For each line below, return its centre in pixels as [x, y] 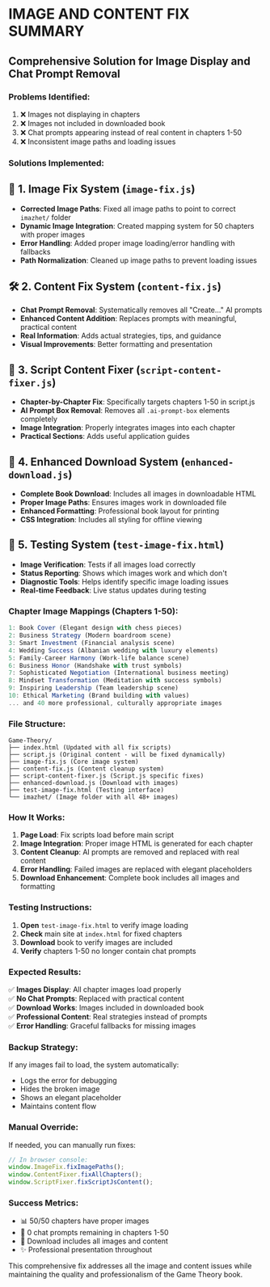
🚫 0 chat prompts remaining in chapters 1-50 [94, 1233]
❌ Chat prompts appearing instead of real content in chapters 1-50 [131, 132]
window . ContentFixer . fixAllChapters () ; [76, 1175]
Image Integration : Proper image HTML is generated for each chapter [136, 844]
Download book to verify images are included [96, 942]
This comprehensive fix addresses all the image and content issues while [130, 1266]
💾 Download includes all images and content [94, 1241]
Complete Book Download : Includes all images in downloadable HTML [138, 494]
